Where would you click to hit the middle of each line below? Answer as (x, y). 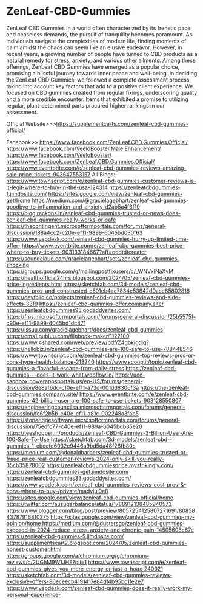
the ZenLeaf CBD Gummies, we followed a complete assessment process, (99, 80)
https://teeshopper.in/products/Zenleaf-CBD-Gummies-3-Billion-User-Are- (100, 432)
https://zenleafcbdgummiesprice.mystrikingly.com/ (110, 465)
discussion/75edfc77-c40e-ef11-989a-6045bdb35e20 (74, 426)
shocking (18, 265)
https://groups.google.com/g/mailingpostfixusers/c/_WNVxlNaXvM (90, 271)
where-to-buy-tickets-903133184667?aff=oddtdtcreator (76, 252)
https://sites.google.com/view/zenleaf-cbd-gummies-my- (123, 517)
